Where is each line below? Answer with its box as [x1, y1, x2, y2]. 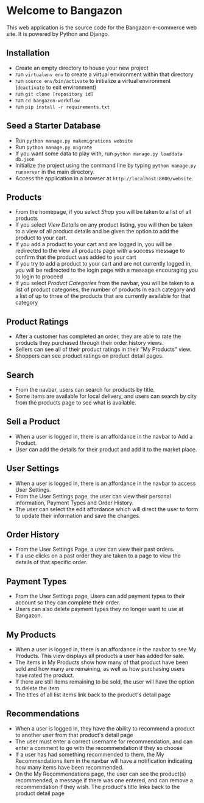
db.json [15, 156, 35, 162]
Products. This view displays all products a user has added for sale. [15, 653, 185, 660]
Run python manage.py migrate [15, 143, 93, 150]
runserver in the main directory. [15, 168, 95, 175]
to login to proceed [15, 273, 63, 280]
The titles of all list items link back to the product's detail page [15, 691, 171, 698]
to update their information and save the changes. [15, 512, 141, 519]
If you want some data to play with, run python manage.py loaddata [15, 150, 183, 157]
